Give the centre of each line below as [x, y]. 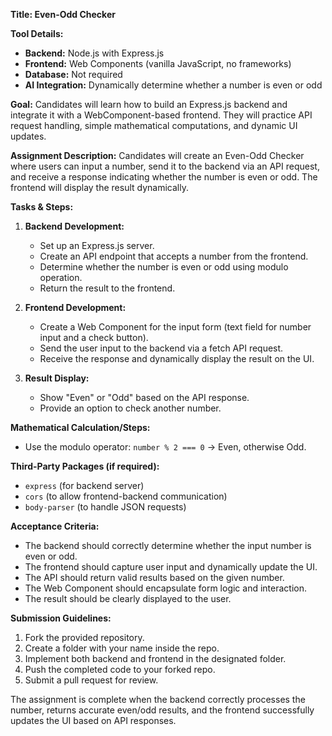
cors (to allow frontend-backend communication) [126, 496]
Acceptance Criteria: [55, 526]
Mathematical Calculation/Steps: [80, 427]
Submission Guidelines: [61, 618]
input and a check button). [94, 337]
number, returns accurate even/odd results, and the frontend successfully [162, 710]
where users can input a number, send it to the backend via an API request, [165, 166]
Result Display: [57, 378]
